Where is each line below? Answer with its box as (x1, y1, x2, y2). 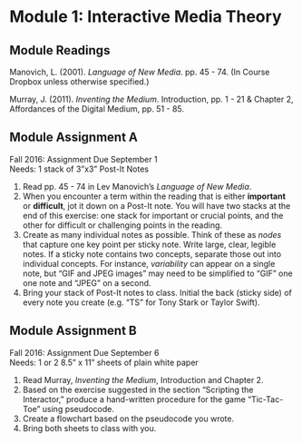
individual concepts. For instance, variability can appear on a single (22, 258, 276, 269)
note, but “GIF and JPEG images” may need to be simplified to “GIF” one (22, 268, 293, 279)
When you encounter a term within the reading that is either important (22, 191, 286, 202)
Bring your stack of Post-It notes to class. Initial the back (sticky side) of (22, 287, 292, 298)
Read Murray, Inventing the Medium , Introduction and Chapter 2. (22, 374, 264, 385)
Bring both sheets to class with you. (22, 422, 157, 433)
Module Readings (9, 43, 111, 58)
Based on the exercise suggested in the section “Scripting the (22, 384, 254, 395)
